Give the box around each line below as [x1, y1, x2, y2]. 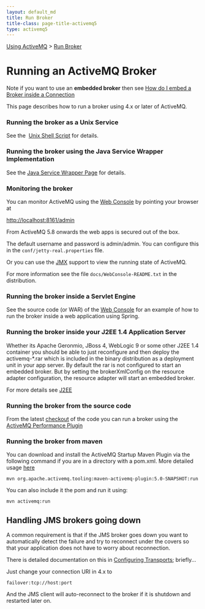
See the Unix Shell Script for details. [6, 132, 99, 140]
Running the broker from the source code [6, 402, 132, 410]
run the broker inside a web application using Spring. [6, 313, 140, 320]
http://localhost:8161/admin [6, 217, 75, 224]
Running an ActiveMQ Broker [6, 64, 157, 78]
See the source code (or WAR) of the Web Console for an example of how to [6, 306, 199, 313]
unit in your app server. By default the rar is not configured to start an [6, 361, 182, 368]
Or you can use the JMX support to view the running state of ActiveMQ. [6, 258, 187, 266]
